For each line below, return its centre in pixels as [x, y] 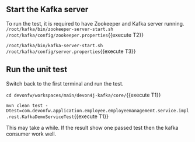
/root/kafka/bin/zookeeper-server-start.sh [60, 29]
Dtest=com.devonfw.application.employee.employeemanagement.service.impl [98, 111]
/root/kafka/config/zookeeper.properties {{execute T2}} [75, 35]
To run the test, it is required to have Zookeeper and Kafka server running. [95, 23]
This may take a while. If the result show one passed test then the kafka [92, 127]
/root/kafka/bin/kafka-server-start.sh [55, 45]
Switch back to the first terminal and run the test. [65, 83]
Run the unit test [37, 70]
